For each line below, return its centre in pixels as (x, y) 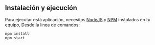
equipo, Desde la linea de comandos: (42, 25)
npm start (15, 38)
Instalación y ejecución (41, 8)
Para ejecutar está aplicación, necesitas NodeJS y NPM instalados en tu (78, 19)
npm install (17, 33)
